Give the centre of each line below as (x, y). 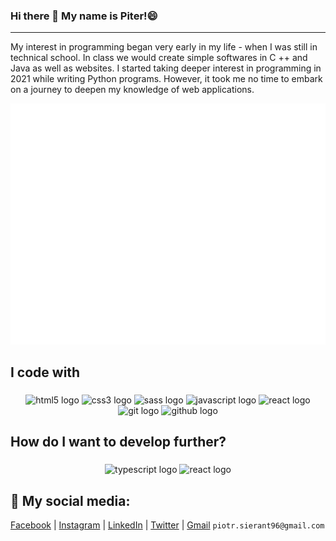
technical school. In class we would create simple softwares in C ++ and (159, 58)
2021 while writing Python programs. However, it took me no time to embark (166, 79)
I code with (45, 372)
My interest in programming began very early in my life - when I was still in (164, 47)
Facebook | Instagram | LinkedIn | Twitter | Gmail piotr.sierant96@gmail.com (167, 525)
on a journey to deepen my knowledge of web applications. (132, 90)
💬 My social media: (70, 500)
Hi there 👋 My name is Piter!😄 (84, 16)
